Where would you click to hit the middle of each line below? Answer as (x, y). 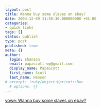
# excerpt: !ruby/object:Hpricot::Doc (44, 82)
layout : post (18, 9)
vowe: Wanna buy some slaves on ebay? (46, 100)
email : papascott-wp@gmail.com (41, 64)
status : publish (21, 37)
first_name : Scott (28, 73)
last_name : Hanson (28, 77)
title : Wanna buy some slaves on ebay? (45, 14)
